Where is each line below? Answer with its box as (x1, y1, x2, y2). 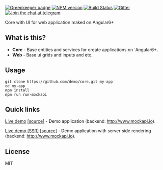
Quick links (5, 106, 40, 114)
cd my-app (5, 84, 26, 88)
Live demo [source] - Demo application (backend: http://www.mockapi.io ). (5, 118, 156, 124)
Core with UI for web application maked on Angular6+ (5, 20, 114, 25)
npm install (5, 87, 29, 93)
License (5, 147, 30, 156)
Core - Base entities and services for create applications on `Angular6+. (12, 47, 158, 53)
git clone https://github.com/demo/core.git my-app (5, 79, 113, 84)
